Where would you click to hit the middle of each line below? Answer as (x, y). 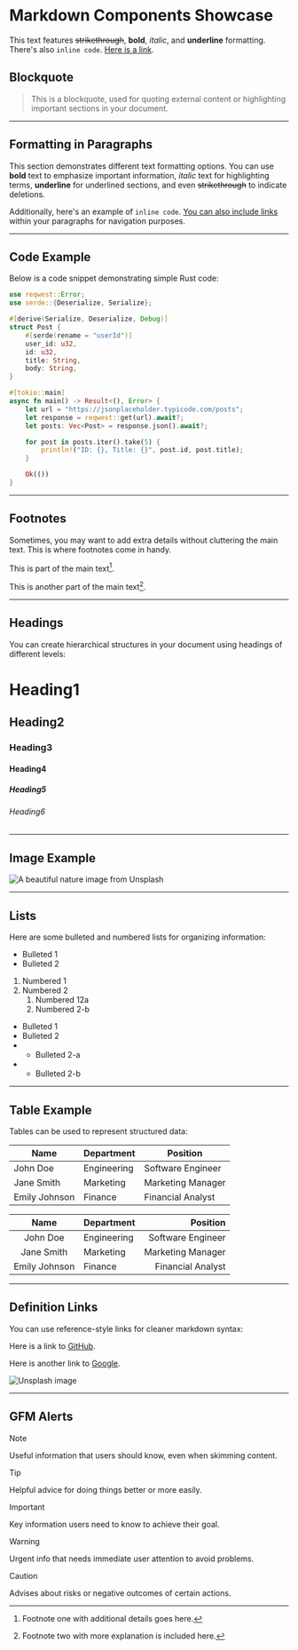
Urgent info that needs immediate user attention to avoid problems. (132, 1559)
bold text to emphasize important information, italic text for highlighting (139, 175)
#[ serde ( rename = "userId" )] (79, 335)
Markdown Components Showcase (141, 16)
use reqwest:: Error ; (47, 295)
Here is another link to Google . (65, 1363)
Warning (24, 1541)
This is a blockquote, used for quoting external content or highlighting (158, 99)
